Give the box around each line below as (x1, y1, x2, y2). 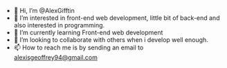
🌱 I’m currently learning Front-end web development (13, 28, 163, 36)
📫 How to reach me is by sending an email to (13, 43, 144, 52)
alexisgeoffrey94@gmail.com (13, 54, 98, 61)
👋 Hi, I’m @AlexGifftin (13, 7, 75, 14)
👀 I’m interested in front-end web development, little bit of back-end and (13, 14, 220, 22)
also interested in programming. (13, 21, 105, 29)
